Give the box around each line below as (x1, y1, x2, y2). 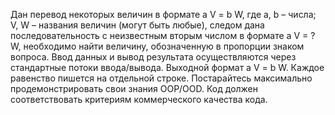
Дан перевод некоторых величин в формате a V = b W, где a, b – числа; (10, 9, 317, 20)
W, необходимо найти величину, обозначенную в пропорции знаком (10, 40, 305, 52)
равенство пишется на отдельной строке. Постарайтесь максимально (10, 72, 313, 84)
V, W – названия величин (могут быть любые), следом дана (10, 19, 265, 31)
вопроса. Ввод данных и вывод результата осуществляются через (10, 51, 297, 63)
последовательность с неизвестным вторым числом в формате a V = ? (10, 30, 316, 41)
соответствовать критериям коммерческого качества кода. (10, 94, 268, 105)
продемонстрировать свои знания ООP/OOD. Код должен (10, 83, 259, 94)
